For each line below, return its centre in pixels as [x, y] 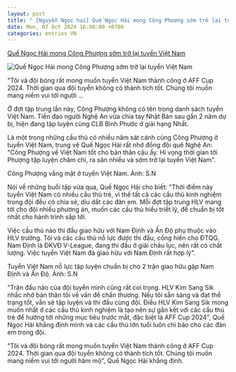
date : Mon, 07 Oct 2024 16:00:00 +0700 [66, 27]
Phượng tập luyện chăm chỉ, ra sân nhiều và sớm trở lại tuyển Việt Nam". [112, 160]
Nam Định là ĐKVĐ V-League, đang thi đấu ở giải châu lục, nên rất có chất [115, 246]
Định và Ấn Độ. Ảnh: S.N [43, 274]
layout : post [26, 14]
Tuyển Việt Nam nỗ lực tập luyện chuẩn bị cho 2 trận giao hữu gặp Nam [111, 267]
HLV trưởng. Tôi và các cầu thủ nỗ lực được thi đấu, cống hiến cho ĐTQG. [113, 238]
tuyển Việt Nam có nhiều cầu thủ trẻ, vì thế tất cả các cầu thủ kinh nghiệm [114, 194]
